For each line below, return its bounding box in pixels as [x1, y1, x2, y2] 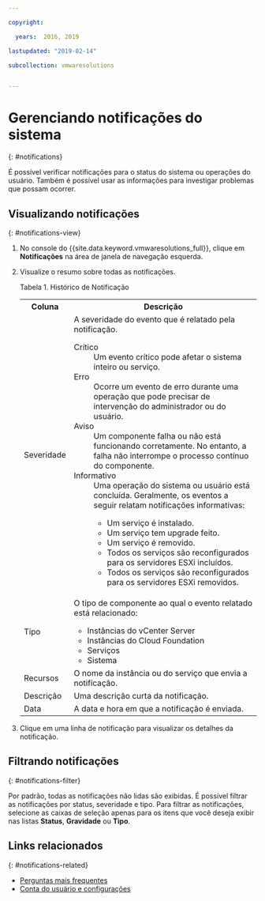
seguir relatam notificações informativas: [93, 500, 245, 511]
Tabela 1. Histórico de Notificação [19, 282, 129, 292]
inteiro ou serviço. [93, 361, 160, 372]
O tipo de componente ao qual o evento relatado [73, 598, 253, 609]
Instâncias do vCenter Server [87, 625, 196, 636]
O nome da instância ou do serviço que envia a [73, 668, 248, 678]
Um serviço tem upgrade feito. [106, 527, 220, 538]
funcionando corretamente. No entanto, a [93, 440, 247, 451]
